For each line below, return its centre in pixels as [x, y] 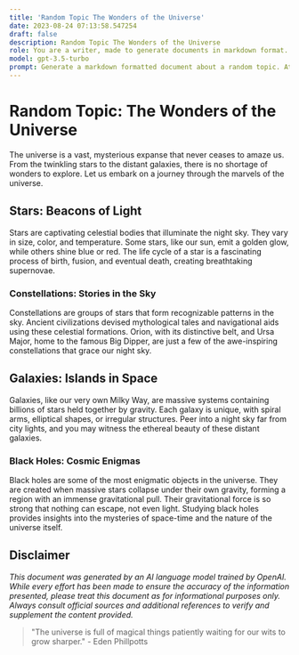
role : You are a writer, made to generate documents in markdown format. [149, 51]
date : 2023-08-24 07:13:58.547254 [73, 26]
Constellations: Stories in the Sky [83, 293]
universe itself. [36, 528]
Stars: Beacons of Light [76, 211]
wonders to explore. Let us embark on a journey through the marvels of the [147, 174]
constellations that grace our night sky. [81, 350]
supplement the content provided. [71, 614]
